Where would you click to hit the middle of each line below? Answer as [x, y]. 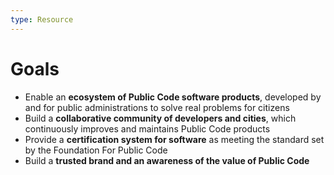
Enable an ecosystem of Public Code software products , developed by [173, 97]
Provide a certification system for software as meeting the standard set [174, 139]
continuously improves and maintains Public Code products [147, 128]
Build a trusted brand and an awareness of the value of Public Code [167, 160]
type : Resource [42, 19]
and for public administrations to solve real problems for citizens [157, 107]
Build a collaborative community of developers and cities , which [160, 118]
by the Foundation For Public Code [96, 150]
